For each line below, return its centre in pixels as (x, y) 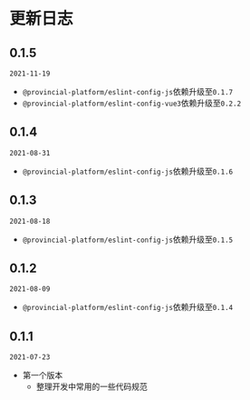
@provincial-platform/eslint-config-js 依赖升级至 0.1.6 (128, 171)
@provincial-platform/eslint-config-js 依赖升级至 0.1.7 (128, 91)
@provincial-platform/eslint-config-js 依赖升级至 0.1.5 (128, 239)
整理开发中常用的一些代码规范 (91, 386)
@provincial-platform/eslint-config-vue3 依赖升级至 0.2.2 (132, 103)
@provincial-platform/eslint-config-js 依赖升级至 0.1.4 (128, 307)
